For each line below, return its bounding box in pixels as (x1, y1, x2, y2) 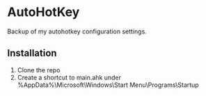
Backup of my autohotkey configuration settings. (7, 27, 148, 35)
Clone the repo (17, 65, 61, 74)
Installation (7, 47, 57, 59)
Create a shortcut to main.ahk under (17, 73, 122, 81)
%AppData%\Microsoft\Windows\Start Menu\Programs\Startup (17, 81, 200, 89)
